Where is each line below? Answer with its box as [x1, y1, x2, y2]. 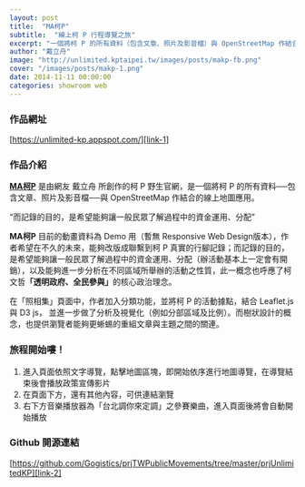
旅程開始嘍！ [9, 343, 66, 356]
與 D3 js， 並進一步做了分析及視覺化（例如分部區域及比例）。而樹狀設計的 [9, 307, 284, 319]
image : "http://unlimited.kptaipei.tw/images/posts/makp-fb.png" [9, 56, 261, 65]
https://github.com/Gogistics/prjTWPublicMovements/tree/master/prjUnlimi [12, 457, 295, 469]
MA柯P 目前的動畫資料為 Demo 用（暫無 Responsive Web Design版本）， [9, 231, 281, 242]
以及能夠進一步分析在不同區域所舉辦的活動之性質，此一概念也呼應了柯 [28, 265, 292, 276]
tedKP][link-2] [9, 467, 62, 478]
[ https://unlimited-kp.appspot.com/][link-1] [9, 134, 170, 145]
